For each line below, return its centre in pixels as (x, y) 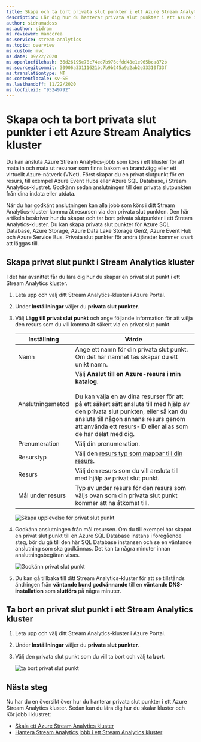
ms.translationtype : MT (36, 73)
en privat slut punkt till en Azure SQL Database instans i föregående (98, 536)
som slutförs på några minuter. (83, 591)
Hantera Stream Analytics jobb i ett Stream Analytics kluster (89, 732)
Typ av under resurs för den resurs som (131, 488)
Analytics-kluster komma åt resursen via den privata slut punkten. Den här (98, 211)
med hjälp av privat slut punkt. (117, 478)
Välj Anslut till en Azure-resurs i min (128, 374)
